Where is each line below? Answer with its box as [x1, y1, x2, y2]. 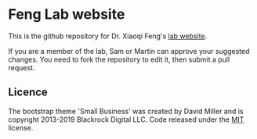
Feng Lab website [8, 5, 125, 23]
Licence [8, 86, 49, 99]
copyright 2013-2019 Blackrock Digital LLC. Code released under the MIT [8, 115, 244, 124]
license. [8, 123, 34, 132]
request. [8, 62, 35, 72]
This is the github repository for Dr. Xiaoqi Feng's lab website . [8, 31, 208, 41]
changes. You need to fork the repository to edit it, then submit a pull [8, 55, 230, 64]
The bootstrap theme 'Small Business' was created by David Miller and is [8, 106, 244, 116]
